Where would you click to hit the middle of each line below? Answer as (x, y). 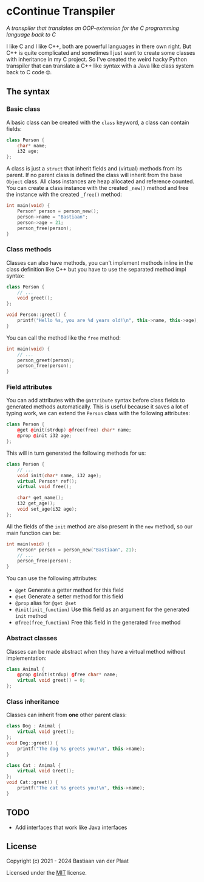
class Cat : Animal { (34, 765)
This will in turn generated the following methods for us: (76, 453)
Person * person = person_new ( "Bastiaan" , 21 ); (77, 550)
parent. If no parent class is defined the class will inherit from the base (94, 175)
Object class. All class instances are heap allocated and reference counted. (100, 181)
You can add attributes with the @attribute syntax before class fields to (96, 401)
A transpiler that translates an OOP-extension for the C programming (93, 28)
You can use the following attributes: (52, 578)
